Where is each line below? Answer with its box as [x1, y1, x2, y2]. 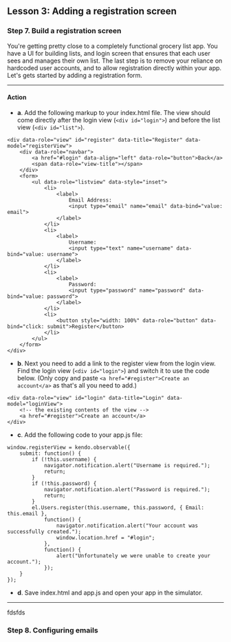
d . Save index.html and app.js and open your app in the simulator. [16, 588, 203, 597]
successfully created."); [7, 528, 81, 535]
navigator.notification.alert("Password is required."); [43, 486, 211, 493]
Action [7, 93, 27, 102]
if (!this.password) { [32, 480, 97, 487]
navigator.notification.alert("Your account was [56, 522, 198, 529]
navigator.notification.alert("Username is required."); [43, 462, 211, 469]
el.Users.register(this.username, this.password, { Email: [32, 504, 205, 511]
